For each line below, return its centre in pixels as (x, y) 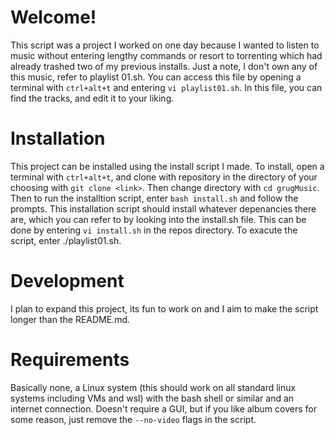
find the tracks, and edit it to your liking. (92, 98)
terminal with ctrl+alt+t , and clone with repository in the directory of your (164, 177)
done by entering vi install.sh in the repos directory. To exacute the (154, 230)
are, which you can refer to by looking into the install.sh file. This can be (158, 219)
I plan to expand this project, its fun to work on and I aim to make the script (164, 308)
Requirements (70, 360)
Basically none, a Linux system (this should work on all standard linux (153, 387)
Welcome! (53, 17)
